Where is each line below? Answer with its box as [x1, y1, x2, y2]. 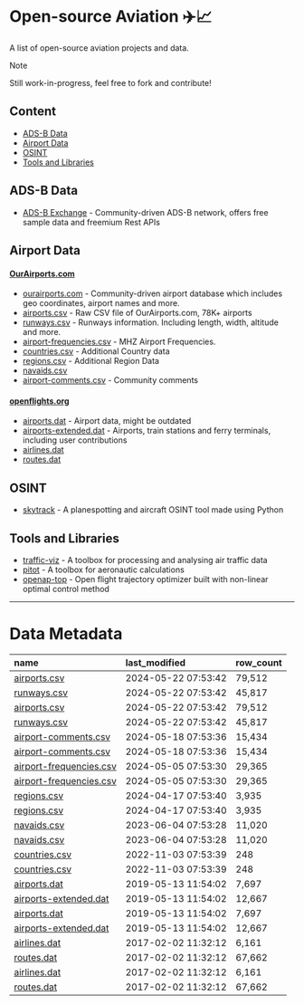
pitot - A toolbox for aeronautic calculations [22, 564, 185, 575]
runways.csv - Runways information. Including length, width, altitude [22, 317, 279, 328]
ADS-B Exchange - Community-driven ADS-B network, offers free [22, 206, 269, 217]
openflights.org [9, 395, 70, 407]
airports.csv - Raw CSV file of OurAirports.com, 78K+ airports [22, 308, 252, 319]
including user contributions [22, 435, 128, 445]
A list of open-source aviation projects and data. [9, 42, 190, 53]
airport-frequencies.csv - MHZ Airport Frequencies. [22, 336, 216, 348]
